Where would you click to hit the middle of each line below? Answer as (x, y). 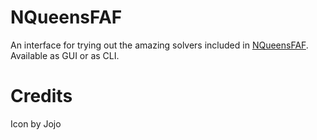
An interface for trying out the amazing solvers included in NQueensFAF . (159, 45)
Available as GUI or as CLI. (65, 55)
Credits (41, 96)
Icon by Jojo (36, 123)
